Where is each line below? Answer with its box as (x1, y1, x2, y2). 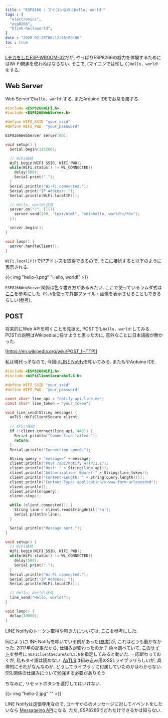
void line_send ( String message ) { (5, 410, 78, 415)
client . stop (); (10, 493, 42, 499)
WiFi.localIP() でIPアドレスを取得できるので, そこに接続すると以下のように (5, 258, 162, 264)
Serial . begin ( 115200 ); (10, 146, 57, 152)
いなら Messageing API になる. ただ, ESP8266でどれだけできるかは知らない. (5, 707, 162, 713)
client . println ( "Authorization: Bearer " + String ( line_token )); (10, 470, 149, 475)
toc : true (5, 40, 28, 45)
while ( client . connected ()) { (10, 502, 73, 508)
